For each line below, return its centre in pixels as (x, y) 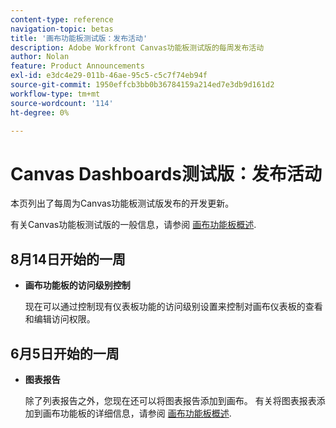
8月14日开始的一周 (68, 259)
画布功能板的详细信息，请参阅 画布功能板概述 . (137, 413)
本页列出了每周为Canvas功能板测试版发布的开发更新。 (122, 203)
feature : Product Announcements (77, 66)
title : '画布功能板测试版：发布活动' (79, 38)
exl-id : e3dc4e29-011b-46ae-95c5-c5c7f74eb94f (109, 76)
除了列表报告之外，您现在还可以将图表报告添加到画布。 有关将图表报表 (170, 400)
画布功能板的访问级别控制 (77, 285)
